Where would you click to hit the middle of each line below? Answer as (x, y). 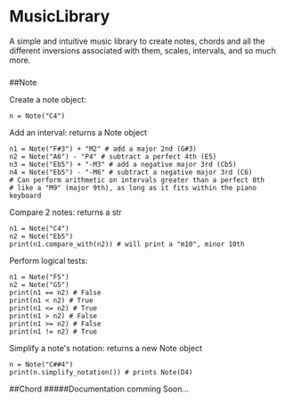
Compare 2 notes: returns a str (65, 212)
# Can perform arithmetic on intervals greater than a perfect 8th (137, 180)
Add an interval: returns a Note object (78, 132)
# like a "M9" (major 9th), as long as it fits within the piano (133, 188)
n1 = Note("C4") (39, 228)
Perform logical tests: (49, 260)
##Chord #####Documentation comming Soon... (99, 389)
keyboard (25, 195)
